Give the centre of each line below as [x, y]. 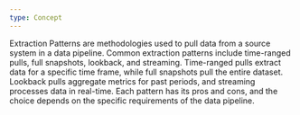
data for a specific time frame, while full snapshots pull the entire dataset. [146, 72]
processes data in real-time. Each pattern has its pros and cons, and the [144, 91]
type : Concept [36, 18]
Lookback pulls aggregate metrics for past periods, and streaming [132, 81]
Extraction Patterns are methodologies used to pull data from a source [140, 43]
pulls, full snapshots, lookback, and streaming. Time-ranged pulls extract [145, 62]
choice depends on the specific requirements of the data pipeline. [132, 101]
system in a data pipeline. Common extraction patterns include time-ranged [150, 53]
